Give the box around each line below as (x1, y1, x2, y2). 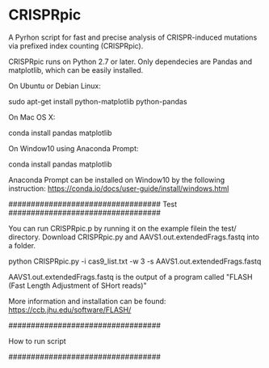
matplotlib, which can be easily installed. (8, 65, 144, 74)
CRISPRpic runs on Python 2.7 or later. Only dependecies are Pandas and (8, 57, 253, 66)
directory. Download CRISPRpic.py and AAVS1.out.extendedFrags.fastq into (8, 232, 260, 242)
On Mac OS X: (8, 112, 56, 122)
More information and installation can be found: (8, 296, 166, 306)
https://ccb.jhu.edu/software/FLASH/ (8, 305, 132, 315)
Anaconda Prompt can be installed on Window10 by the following (8, 175, 225, 184)
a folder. (8, 240, 36, 250)
